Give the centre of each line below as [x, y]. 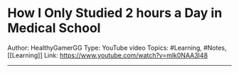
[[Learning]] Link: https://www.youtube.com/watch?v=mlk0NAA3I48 [108, 55]
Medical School [54, 28]
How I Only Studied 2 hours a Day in [115, 13]
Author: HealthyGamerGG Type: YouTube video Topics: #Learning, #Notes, [117, 47]
